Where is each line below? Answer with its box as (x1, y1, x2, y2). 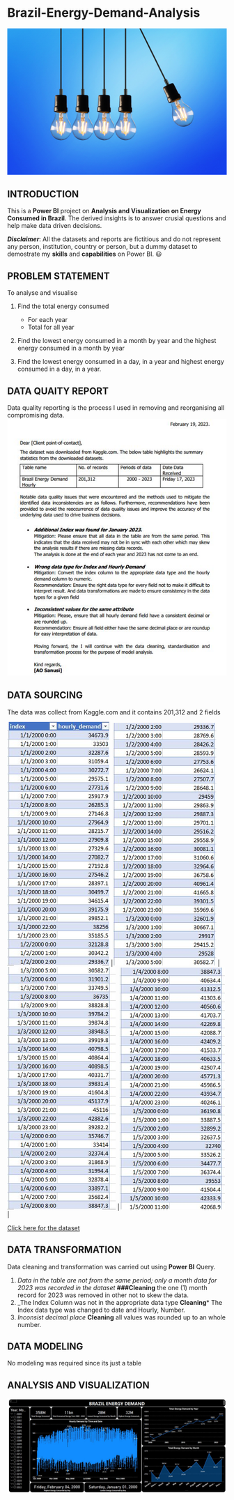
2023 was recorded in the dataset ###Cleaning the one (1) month (17, 1283, 208, 1292)
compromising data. (7, 411, 65, 420)
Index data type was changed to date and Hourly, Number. (17, 1306, 186, 1314)
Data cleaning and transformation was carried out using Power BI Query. (7, 1262, 216, 1271)
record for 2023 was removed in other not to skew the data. (17, 1291, 189, 1299)
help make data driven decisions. (7, 222, 102, 230)
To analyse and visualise (7, 289, 78, 297)
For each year (27, 316, 68, 324)
